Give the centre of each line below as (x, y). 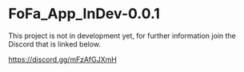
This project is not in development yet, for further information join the (122, 36)
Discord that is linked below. (55, 44)
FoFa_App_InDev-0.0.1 (84, 14)
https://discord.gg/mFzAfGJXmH (63, 59)
